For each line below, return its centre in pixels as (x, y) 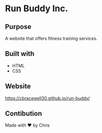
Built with (20, 54)
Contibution (24, 114)
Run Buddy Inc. (37, 9)
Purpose (18, 27)
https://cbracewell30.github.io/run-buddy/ (48, 98)
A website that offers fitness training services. (51, 38)
